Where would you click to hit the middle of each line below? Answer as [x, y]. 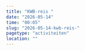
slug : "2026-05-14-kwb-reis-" [43, 28]
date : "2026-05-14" [30, 17]
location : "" [22, 39]
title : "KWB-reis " [30, 11]
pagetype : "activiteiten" [38, 33]
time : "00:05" [23, 22]
